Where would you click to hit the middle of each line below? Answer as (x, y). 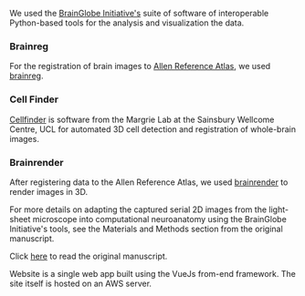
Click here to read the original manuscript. (89, 256)
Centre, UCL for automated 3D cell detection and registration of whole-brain (153, 129)
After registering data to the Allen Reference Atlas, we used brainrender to (149, 182)
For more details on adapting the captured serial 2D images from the (138, 209)
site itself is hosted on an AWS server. (81, 283)
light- (279, 209)
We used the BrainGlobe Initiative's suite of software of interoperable (139, 13)
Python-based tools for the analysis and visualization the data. (127, 23)
